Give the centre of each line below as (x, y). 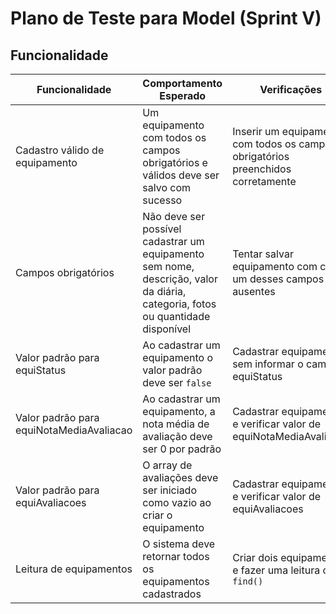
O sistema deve (179, 544)
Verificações (291, 89)
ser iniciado (169, 490)
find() (248, 581)
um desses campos (278, 279)
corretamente (264, 181)
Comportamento (182, 83)
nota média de (176, 424)
